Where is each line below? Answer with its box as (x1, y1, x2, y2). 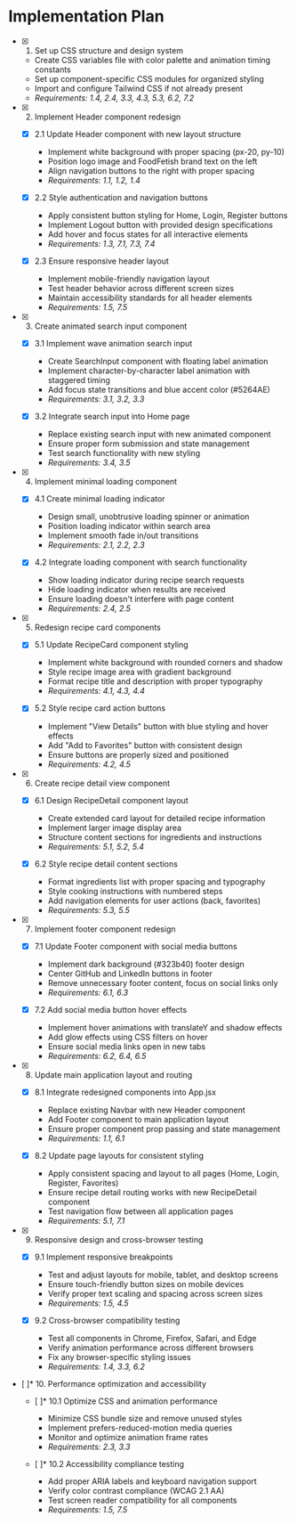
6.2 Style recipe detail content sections (34, 858, 179, 869)
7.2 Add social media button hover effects (34, 1004, 188, 1015)
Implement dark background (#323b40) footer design (47, 958, 245, 969)
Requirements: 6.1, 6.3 (47, 987, 129, 998)
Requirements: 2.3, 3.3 (47, 1441, 131, 1452)
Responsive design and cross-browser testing (34, 1234, 204, 1244)
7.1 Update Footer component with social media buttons (34, 941, 237, 951)
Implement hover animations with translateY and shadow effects (47, 1022, 283, 1032)
